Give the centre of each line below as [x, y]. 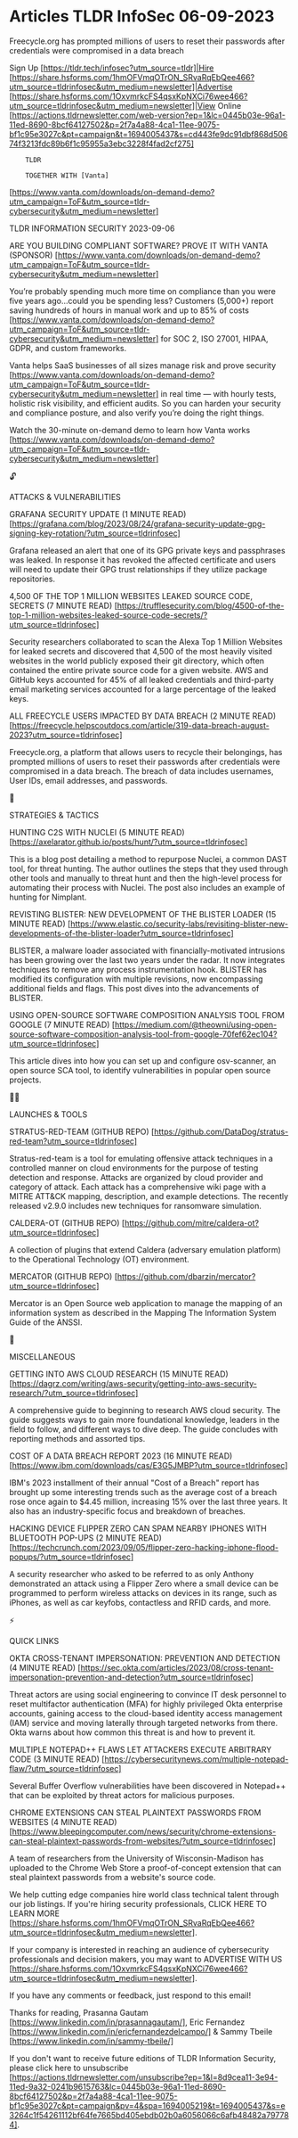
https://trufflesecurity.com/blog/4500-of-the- [201, 605]
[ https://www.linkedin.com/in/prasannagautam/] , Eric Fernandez [127, 2022]
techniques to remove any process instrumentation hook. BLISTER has [138, 969]
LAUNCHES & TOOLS [48, 1114]
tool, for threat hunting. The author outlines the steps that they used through [149, 868]
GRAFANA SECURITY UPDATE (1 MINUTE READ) [98, 514]
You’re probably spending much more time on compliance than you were [142, 291]
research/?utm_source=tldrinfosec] [74, 1393]
